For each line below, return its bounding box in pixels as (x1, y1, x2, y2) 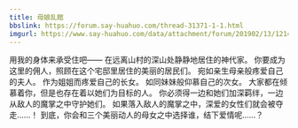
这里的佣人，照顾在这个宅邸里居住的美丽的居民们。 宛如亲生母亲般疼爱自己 (9, 65, 284, 76)
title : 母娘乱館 (9, 12, 64, 22)
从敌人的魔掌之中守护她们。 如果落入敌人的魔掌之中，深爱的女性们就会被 (9, 99, 276, 109)
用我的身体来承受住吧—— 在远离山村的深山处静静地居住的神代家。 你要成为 (9, 55, 286, 65)
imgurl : (9, 29, 38, 38)
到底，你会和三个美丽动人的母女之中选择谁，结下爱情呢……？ (40, 109, 264, 120)
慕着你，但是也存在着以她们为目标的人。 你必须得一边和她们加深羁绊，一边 (9, 87, 284, 98)
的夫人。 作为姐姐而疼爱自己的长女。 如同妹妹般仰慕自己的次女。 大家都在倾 (9, 77, 288, 87)
